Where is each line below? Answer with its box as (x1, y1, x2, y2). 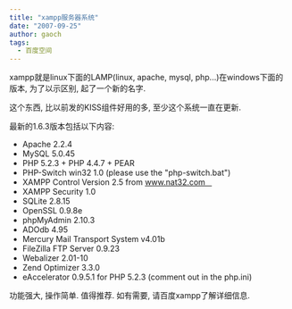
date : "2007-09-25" (9, 21, 82, 30)
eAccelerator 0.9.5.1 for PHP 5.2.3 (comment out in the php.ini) (21, 271, 253, 282)
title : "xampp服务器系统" (9, 13, 99, 22)
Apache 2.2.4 (21, 139, 73, 150)
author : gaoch (9, 29, 63, 38)
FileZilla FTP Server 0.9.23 (21, 243, 121, 255)
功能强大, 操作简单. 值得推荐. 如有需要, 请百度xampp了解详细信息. (9, 290, 250, 301)
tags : (9, 38, 29, 47)
